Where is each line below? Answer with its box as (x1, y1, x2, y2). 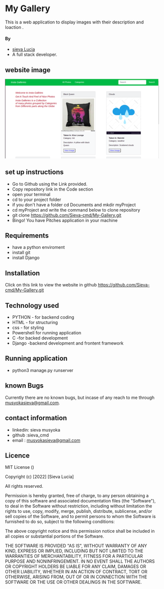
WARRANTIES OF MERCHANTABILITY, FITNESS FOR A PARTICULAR (5, 553, 143, 559)
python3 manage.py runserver (12, 367, 74, 373)
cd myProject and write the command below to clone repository (12, 207, 141, 213)
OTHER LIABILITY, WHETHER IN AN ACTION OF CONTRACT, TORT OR (5, 569, 147, 575)
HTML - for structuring (12, 320, 58, 326)
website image (5, 65, 51, 74)
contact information (5, 414, 67, 422)
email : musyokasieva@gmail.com (12, 437, 81, 443)
